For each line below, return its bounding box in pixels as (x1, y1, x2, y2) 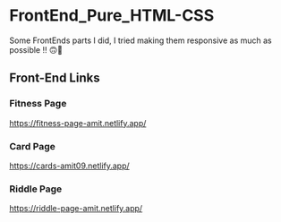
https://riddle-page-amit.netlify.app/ (9, 203, 143, 214)
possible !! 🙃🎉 (9, 44, 63, 55)
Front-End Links (9, 71, 100, 86)
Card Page (9, 140, 56, 152)
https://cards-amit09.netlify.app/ (9, 160, 130, 171)
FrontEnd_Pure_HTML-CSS (9, 5, 215, 26)
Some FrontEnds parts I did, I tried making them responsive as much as (9, 35, 272, 46)
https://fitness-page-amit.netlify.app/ (9, 117, 147, 128)
